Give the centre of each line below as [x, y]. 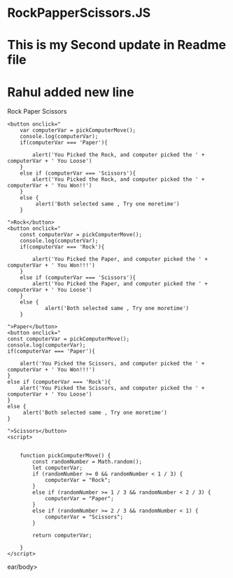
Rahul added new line [71, 92]
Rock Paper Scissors [37, 112]
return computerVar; [62, 536]
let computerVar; [57, 468]
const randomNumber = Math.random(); [87, 462]
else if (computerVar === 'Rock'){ [59, 382]
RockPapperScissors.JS [79, 13]
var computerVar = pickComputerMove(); [78, 130]
